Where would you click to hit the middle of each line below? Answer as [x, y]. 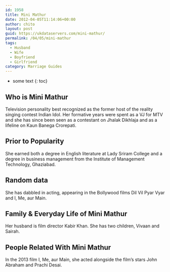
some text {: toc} [30, 81]
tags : [11, 43]
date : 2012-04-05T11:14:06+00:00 [40, 19]
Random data [27, 180]
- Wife [17, 52]
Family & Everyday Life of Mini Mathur [66, 214]
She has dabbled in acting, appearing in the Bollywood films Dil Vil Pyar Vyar [85, 192]
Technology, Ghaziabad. [31, 164]
